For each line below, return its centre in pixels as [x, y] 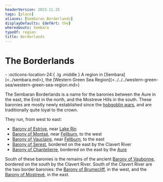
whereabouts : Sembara [27, 28]
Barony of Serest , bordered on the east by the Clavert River [72, 144]
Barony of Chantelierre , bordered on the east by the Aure [69, 149]
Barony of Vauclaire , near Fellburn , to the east [58, 139]
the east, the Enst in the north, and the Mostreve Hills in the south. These [78, 99]
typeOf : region [20, 32]
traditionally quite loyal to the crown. [41, 110]
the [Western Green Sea [70, 80]
